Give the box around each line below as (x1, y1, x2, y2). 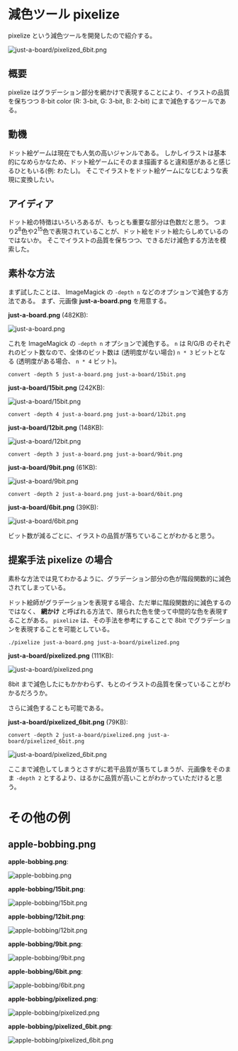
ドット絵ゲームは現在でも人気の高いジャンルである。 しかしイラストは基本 (8, 148, 227, 157)
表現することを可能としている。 (20, 624, 114, 633)
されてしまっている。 (8, 583, 70, 592)
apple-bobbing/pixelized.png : (8, 994, 98, 1003)
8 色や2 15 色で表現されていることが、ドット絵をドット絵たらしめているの (18, 226, 229, 236)
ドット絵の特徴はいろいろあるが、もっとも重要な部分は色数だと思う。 (8, 218, 212, 227)
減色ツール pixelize (8, 6, 120, 23)
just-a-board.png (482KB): (8, 310, 89, 319)
